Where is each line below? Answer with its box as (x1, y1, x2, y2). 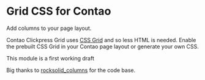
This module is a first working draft (6, 54, 95, 62)
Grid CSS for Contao (6, 4, 111, 18)
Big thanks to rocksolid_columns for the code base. (6, 66, 136, 74)
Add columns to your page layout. (6, 24, 92, 32)
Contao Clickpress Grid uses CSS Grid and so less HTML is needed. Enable (6, 36, 196, 43)
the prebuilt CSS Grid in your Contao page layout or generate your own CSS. (6, 43, 199, 50)
